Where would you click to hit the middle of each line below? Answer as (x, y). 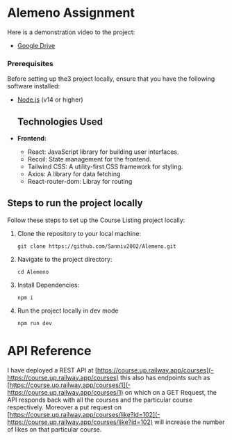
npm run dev (34, 323)
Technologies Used (60, 121)
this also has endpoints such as (165, 377)
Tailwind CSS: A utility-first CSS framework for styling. (105, 167)
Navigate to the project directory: (65, 259)
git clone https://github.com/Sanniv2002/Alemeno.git (97, 246)
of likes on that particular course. (55, 429)
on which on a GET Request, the (171, 392)
